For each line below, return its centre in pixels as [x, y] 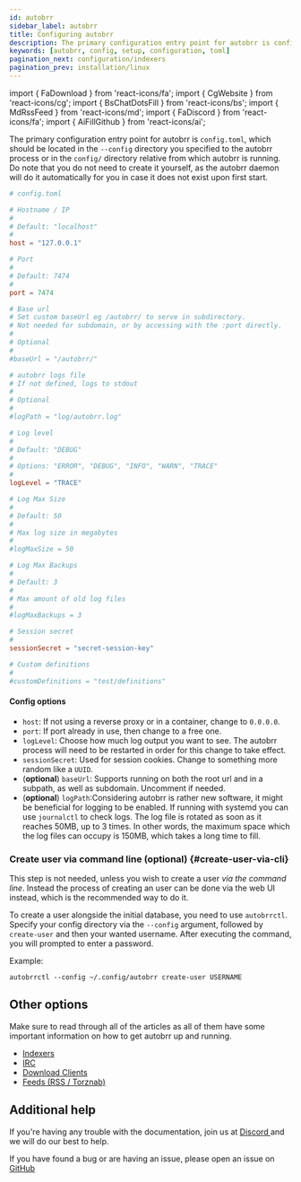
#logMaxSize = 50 [42, 549]
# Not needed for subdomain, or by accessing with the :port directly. [146, 326]
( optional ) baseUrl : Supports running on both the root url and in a [142, 778]
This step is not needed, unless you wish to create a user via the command [148, 878]
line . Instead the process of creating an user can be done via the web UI [142, 888]
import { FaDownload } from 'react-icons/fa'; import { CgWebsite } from [141, 93]
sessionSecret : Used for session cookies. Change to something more [150, 760]
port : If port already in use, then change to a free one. [122, 731]
